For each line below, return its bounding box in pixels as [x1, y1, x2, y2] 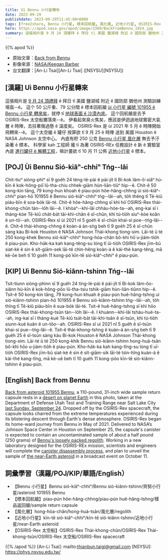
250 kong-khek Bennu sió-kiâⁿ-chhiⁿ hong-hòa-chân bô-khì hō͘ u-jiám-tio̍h [5, 234, 159, 240]
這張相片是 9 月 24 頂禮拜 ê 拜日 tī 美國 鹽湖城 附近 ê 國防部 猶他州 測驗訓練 [5, 97, 161, 103]
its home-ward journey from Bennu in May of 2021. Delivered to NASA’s [5, 421, 152, 427]
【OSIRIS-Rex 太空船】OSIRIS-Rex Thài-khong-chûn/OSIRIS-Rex [12, 527, 146, 533]
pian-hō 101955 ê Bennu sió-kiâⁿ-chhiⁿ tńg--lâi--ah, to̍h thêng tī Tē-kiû [16, 193, 162, 199]
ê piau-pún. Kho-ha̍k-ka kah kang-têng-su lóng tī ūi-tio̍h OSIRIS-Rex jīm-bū [5, 240, 161, 246]
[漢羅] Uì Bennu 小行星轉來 [5, 83, 88, 92]
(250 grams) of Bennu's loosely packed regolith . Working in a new [5, 437, 141, 443]
